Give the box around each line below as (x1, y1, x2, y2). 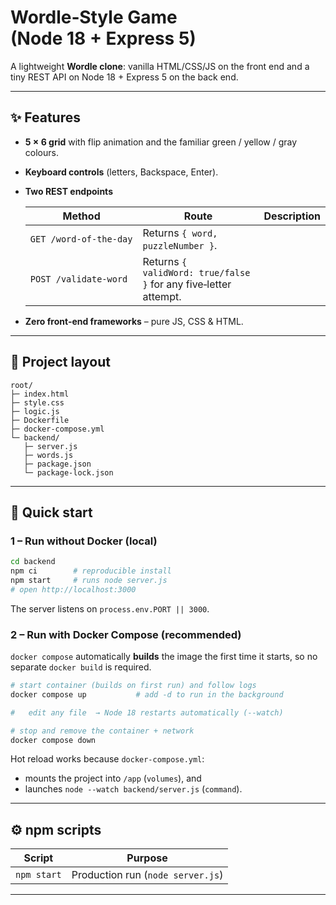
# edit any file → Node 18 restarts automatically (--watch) (10, 707, 284, 718)
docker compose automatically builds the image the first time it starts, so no (10, 651, 318, 663)
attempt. (142, 289, 182, 303)
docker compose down (10, 735, 97, 745)
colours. (24, 146, 59, 158)
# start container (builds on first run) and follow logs (10, 681, 257, 691)
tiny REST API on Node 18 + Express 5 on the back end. (10, 71, 239, 83)
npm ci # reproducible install (10, 566, 172, 576)
